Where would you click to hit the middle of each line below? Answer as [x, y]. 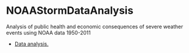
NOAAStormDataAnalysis [70, 11]
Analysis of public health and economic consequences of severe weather [94, 26]
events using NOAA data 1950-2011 [48, 32]
